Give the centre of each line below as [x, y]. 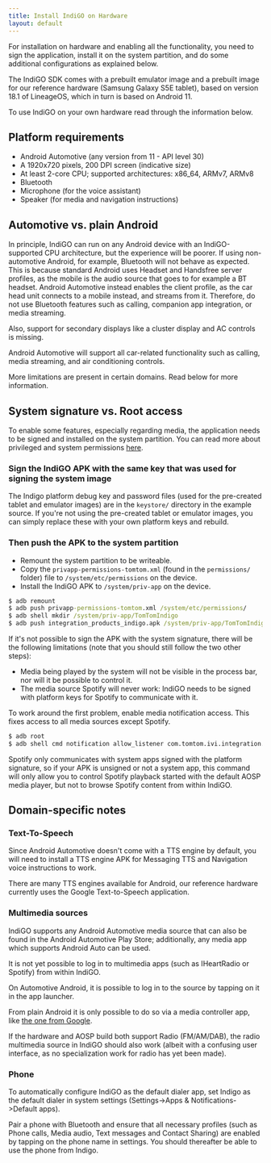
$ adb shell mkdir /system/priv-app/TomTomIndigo [94, 616]
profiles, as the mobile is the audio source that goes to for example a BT [128, 278]
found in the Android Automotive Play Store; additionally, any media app [128, 939]
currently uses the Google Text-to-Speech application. [99, 892]
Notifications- [214, 1100]
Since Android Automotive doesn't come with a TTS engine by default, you [132, 851]
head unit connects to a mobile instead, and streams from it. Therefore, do [132, 296]
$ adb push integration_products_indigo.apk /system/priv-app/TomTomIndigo [138, 623]
